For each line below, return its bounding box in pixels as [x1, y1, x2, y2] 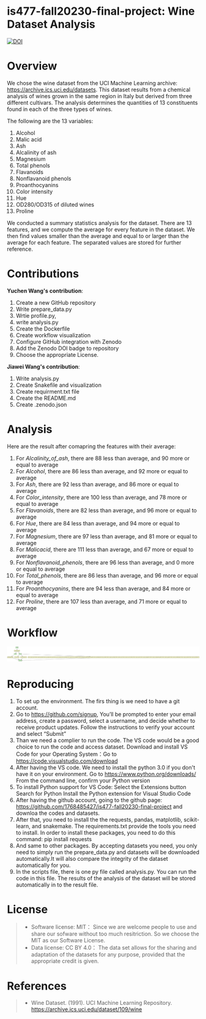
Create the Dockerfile [15, 325, 70, 332]
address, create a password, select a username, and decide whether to [15, 717, 196, 724]
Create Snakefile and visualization [15, 381, 101, 389]
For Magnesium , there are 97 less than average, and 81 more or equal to [15, 532, 197, 540]
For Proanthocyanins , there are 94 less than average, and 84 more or [15, 584, 191, 592]
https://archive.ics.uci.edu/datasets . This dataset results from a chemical [7, 86, 191, 93]
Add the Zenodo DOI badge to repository [15, 345, 119, 352]
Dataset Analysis [7, 17, 95, 31]
